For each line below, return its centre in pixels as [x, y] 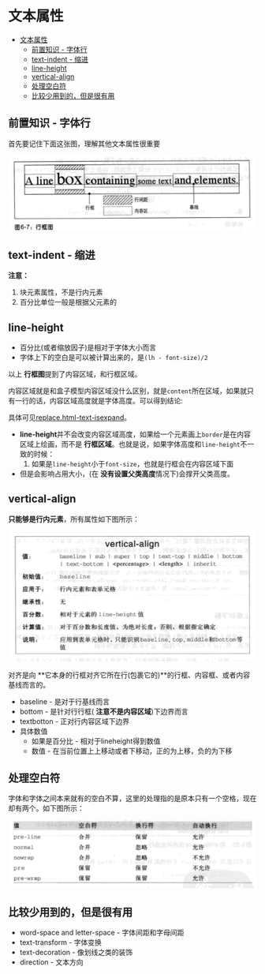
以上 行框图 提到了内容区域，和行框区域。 [75, 374]
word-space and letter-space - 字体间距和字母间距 [102, 933]
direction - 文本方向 [51, 962]
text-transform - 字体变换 [61, 942]
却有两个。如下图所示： [46, 808]
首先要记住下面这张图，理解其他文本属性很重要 [84, 144]
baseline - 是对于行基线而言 [65, 701]
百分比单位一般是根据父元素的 [68, 302]
